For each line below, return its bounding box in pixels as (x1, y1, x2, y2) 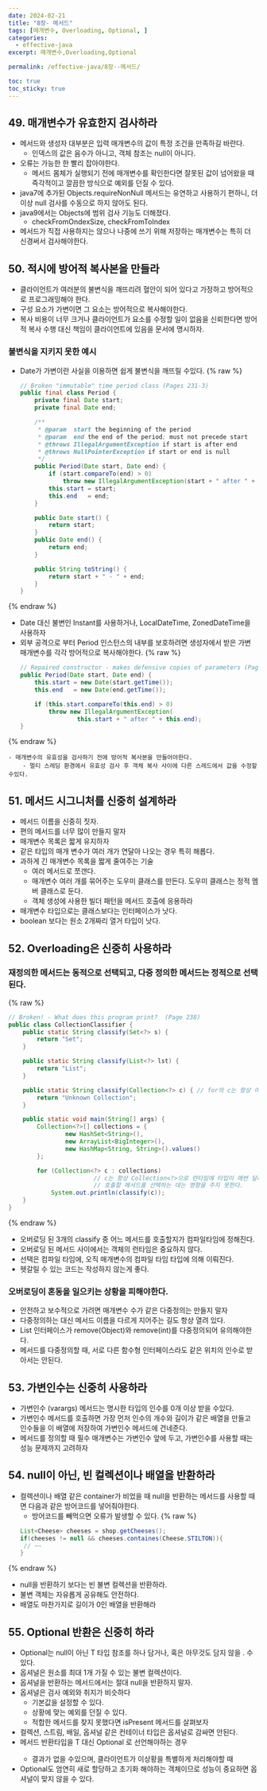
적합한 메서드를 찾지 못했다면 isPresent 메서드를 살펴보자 (31, 1718, 209, 1727)
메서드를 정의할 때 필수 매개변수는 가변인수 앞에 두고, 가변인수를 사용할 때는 (19, 1433, 253, 1443)
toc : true (8, 77, 41, 85)
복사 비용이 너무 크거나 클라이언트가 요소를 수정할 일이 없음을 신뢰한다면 (19, 315, 243, 324)
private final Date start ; (34, 397, 124, 405)
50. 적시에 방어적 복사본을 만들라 (8, 262, 161, 275)
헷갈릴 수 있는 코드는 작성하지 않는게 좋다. (19, 1264, 149, 1273)
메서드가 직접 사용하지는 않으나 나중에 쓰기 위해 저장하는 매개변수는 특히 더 (19, 227, 252, 236)
